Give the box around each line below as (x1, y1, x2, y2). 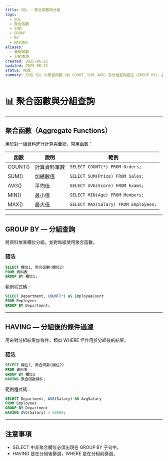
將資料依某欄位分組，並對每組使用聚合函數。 (5, 239, 97, 246)
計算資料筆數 (34, 163, 65, 170)
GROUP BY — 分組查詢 (5, 225, 75, 234)
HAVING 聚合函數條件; (5, 376, 46, 381)
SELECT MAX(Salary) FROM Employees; (69, 201, 157, 207)
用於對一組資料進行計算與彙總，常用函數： (5, 141, 93, 147)
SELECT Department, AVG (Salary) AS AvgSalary (5, 396, 101, 401)
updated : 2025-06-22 (5, 63, 48, 68)
